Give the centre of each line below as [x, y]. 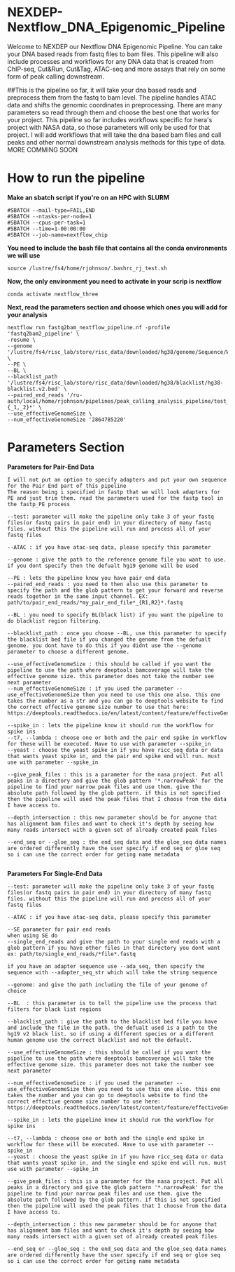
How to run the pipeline [76, 178]
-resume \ [22, 340]
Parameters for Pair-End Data [51, 467]
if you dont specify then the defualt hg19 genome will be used [103, 566]
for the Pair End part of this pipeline [67, 486]
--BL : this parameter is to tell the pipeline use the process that [112, 1003]
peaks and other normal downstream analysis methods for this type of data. [116, 142]
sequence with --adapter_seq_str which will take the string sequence [112, 972]
